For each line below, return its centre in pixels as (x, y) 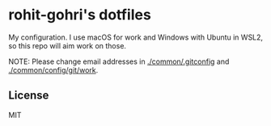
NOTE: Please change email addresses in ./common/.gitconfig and (119, 61)
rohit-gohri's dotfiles (80, 15)
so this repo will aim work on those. (68, 45)
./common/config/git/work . (53, 69)
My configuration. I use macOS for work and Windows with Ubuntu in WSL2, (136, 37)
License (29, 96)
